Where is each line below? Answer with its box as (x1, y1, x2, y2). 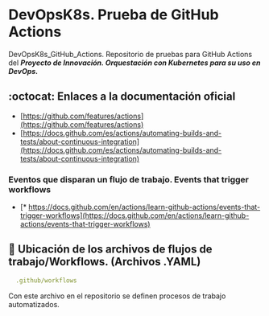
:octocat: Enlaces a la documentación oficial (8, 90, 236, 104)
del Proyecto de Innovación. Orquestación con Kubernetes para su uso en (8, 58, 261, 68)
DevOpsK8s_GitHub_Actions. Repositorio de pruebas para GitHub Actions (8, 49, 252, 59)
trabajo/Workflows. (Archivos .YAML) (8, 255, 201, 269)
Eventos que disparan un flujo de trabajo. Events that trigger (8, 174, 250, 185)
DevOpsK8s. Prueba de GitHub (8, 6, 219, 24)
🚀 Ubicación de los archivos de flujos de (8, 243, 213, 256)
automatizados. (8, 299, 60, 309)
